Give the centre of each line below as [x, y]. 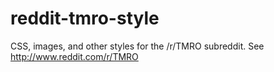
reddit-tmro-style [85, 18]
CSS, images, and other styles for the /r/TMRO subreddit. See [137, 46]
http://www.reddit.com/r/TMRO [74, 56]
